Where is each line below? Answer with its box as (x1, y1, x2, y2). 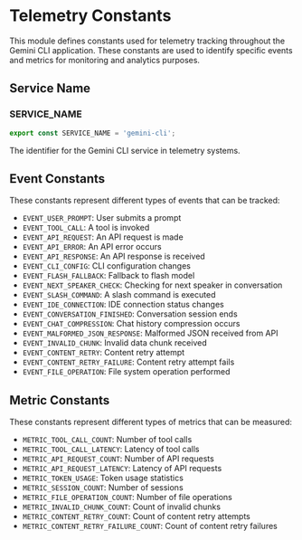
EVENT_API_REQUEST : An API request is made (22, 232, 184, 242)
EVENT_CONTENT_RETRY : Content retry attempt (22, 347, 185, 358)
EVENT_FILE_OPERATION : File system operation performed (22, 366, 231, 377)
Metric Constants (9, 393, 110, 408)
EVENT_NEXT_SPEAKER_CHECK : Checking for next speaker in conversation (22, 279, 283, 290)
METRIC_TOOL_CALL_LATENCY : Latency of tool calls (22, 444, 201, 455)
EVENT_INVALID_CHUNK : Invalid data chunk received (22, 337, 207, 348)
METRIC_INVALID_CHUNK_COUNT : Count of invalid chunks (22, 501, 222, 512)
